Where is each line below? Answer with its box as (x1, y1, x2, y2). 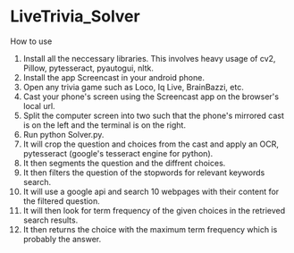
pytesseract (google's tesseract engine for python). (22, 148, 214, 158)
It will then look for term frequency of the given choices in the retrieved (22, 205, 286, 215)
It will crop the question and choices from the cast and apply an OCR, (22, 139, 280, 149)
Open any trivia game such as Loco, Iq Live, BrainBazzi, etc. (22, 81, 244, 92)
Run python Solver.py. (22, 129, 105, 139)
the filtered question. (22, 195, 101, 207)
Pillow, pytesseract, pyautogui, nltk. (22, 63, 155, 73)
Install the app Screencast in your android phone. (22, 72, 205, 82)
